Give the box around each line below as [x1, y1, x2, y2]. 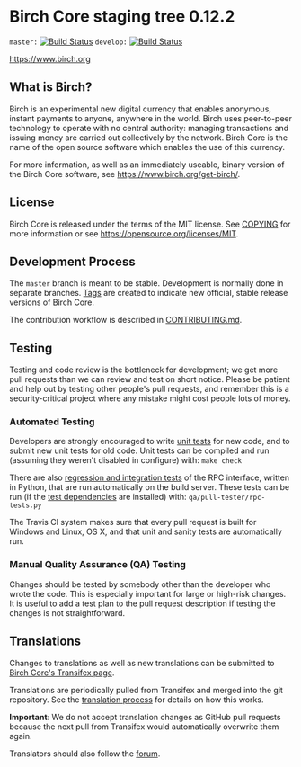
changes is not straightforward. [9, 607, 126, 618]
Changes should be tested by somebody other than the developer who [9, 578, 271, 590]
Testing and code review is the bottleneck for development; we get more [9, 364, 279, 375]
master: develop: [9, 38, 128, 47]
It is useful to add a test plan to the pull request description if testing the [9, 598, 276, 609]
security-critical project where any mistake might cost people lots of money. [9, 393, 291, 404]
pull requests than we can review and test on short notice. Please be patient [9, 374, 290, 385]
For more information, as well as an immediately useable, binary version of [9, 159, 285, 170]
